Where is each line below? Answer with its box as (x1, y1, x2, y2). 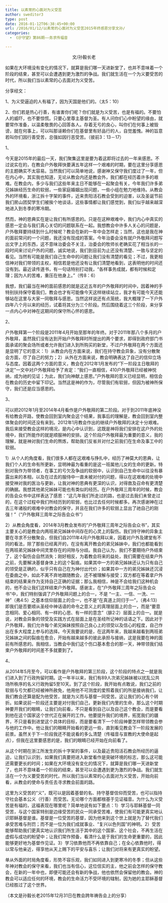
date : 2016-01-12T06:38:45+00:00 (5, 21, 75, 27)
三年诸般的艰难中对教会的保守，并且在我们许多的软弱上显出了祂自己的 (9, 505, 154, 511)
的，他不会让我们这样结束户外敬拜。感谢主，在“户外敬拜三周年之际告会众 (5, 584, 156, 591)
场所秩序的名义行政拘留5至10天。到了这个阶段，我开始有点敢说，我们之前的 (5, 681, 161, 687)
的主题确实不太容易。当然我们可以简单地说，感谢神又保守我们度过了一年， (5, 168, 158, 174)
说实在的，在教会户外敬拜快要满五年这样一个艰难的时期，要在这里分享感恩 (9, 161, 163, 168)
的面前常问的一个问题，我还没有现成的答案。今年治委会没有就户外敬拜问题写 (5, 235, 163, 241)
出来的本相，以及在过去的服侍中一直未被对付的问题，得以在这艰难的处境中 (9, 474, 163, 480)
